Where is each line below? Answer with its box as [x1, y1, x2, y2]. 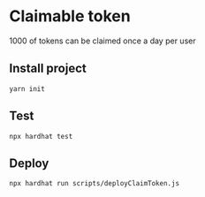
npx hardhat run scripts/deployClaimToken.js [9, 179, 179, 188]
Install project [9, 61, 87, 76]
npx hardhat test [9, 132, 73, 140]
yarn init [9, 84, 46, 94]
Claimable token [9, 6, 131, 27]
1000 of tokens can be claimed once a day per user [9, 35, 196, 46]
